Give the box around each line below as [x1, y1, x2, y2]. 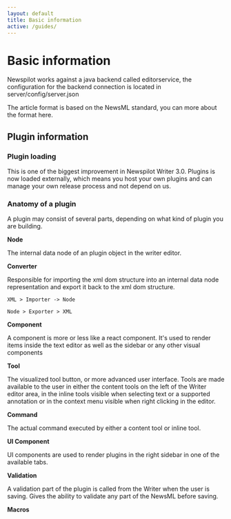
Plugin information [7, 130, 89, 142]
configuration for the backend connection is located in [7, 83, 161, 91]
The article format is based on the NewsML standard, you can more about [7, 104, 217, 112]
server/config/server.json [7, 90, 79, 99]
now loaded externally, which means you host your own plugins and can [7, 175, 212, 183]
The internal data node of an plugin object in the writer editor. [7, 249, 181, 257]
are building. [7, 222, 43, 231]
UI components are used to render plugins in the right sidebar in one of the [7, 451, 220, 459]
